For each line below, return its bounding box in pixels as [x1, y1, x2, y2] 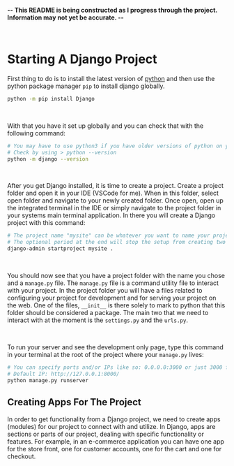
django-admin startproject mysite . [7, 245, 114, 252]
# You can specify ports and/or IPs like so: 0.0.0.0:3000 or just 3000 [7, 364, 223, 371]
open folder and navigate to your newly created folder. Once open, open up [7, 196, 224, 205]
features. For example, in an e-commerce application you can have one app [7, 437, 225, 446]
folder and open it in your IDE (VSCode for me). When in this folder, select [7, 189, 219, 198]
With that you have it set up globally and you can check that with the [7, 122, 204, 130]
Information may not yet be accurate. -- [7, 13, 124, 22]
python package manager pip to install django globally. [7, 82, 165, 90]
